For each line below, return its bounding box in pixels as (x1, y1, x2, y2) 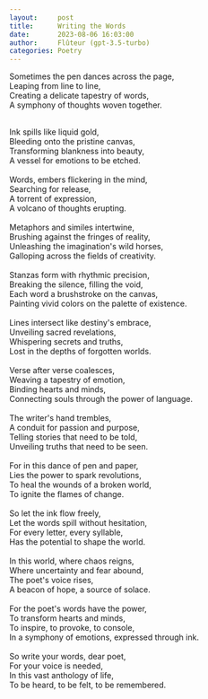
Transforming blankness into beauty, (9, 145, 145, 157)
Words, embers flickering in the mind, (9, 174, 148, 185)
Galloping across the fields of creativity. (9, 250, 157, 261)
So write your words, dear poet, (9, 651, 126, 662)
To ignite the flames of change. (9, 489, 125, 500)
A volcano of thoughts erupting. (9, 203, 127, 214)
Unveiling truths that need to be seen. (9, 441, 149, 452)
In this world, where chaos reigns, (9, 555, 134, 566)
